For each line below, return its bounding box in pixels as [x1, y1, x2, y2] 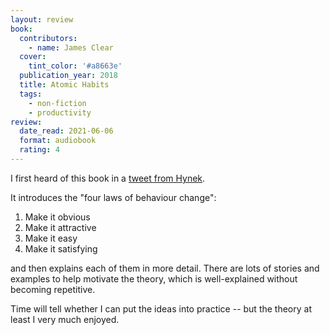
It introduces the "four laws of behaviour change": [10, 191, 217, 203]
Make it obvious [24, 211, 91, 223]
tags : [19, 89, 43, 99]
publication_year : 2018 [19, 71, 118, 81]
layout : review [10, 14, 74, 25]
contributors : [19, 33, 78, 43]
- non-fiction [28, 98, 87, 108]
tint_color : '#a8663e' [28, 61, 123, 71]
